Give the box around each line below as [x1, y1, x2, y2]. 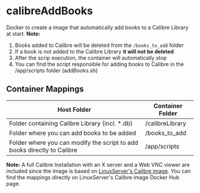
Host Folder [57, 105, 91, 113]
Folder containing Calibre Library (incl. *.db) [9, 119, 133, 127]
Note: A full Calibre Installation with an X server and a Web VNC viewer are [6, 161, 190, 168]
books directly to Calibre [9, 145, 78, 154]
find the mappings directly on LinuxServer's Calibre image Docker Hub [6, 173, 180, 181]
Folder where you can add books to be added [9, 129, 136, 137]
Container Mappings [6, 84, 85, 94]
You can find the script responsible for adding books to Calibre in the [14, 61, 185, 68]
